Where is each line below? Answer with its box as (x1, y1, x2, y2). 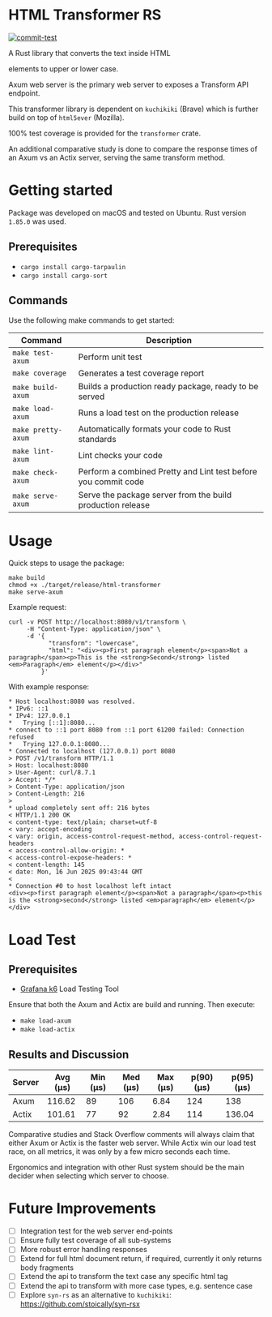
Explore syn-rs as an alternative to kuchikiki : (19, 1289, 172, 1299)
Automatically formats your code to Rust (78, 423, 232, 435)
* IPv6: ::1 (8, 705, 49, 713)
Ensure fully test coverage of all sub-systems (19, 1235, 172, 1246)
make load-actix (19, 1026, 75, 1034)
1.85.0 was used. (8, 217, 66, 226)
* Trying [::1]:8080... (8, 719, 96, 727)
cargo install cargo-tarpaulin (19, 263, 126, 271)
